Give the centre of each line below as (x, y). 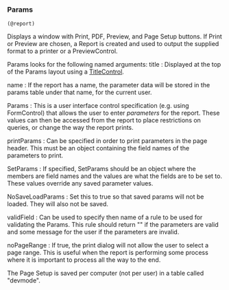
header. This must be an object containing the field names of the (98, 148)
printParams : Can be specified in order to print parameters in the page (107, 141)
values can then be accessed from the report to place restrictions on (104, 120)
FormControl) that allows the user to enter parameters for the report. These (113, 113)
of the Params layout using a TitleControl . (66, 72)
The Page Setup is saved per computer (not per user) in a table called (106, 274)
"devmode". (24, 280)
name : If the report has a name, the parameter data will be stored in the (109, 85)
